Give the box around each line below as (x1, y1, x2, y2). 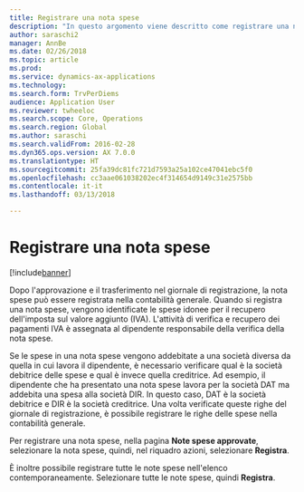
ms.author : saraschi (9, 131, 88, 140)
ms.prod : (9, 64, 43, 73)
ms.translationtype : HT (9, 156, 100, 166)
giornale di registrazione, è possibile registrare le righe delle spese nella (9, 408, 278, 419)
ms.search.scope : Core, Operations (9, 114, 144, 123)
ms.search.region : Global (9, 123, 107, 132)
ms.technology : (9, 81, 67, 90)
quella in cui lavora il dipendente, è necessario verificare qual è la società (9, 360, 283, 371)
